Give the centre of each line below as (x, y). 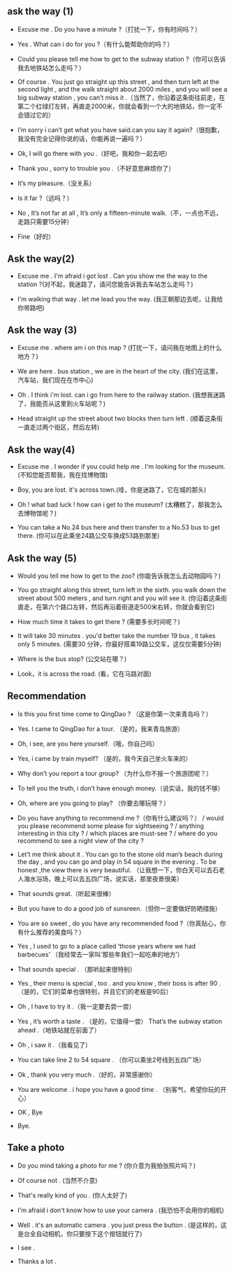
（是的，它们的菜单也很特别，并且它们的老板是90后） (95, 991)
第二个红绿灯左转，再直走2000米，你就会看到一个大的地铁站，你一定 (117, 106)
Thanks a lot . (37, 1261)
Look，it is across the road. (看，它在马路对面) (84, 674)
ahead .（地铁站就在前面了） (59, 1030)
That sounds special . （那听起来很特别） (76, 969)
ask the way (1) (41, 12)
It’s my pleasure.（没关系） (56, 183)
